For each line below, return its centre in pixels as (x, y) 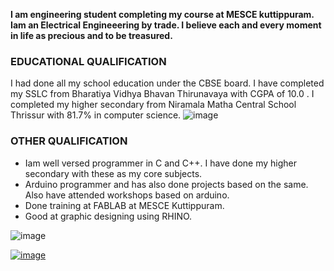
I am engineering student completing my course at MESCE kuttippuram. (162, 14)
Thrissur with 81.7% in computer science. (96, 115)
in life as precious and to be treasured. (91, 35)
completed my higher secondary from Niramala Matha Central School (153, 105)
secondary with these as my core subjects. (113, 173)
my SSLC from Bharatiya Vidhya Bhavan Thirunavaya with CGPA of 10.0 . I (162, 94)
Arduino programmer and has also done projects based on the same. (166, 184)
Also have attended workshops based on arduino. (127, 195)
